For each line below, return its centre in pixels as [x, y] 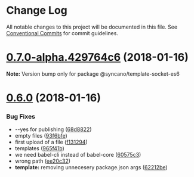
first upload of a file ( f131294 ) [51, 142]
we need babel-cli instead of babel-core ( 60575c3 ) [78, 155]
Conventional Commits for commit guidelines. [62, 33]
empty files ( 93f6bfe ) [41, 136]
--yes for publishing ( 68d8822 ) [53, 129]
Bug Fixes [21, 116]
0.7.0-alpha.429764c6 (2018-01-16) [98, 58]
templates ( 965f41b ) [39, 148]
